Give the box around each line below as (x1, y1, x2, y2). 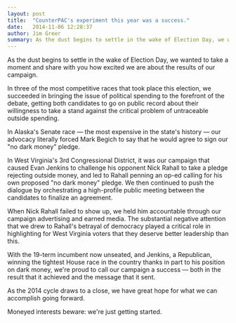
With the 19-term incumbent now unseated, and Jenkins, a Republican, (7, 251, 212, 259)
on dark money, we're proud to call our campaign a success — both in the (7, 265, 221, 274)
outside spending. (7, 114, 60, 123)
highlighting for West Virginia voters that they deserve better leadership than (7, 230, 229, 238)
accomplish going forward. (7, 294, 86, 303)
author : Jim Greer (7, 29, 61, 37)
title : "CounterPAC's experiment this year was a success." (7, 17, 190, 24)
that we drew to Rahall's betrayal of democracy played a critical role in (7, 222, 211, 230)
